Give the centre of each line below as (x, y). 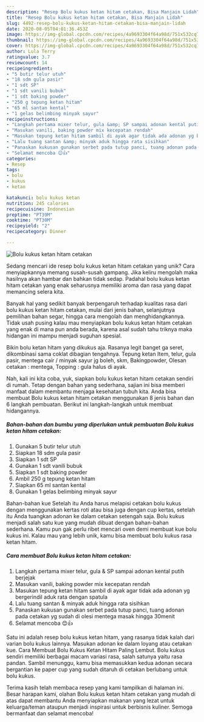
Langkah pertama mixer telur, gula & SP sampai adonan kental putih (100, 571)
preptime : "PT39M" (29, 215)
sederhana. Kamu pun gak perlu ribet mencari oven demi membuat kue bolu (102, 529)
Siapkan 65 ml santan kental (50, 485)
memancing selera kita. (36, 291)
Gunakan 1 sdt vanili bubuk (49, 465)
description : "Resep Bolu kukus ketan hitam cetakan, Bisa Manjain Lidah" (103, 12)
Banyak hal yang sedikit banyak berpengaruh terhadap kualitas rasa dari (97, 303)
